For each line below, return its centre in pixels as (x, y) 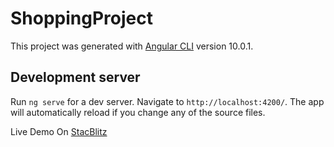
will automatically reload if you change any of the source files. (138, 112)
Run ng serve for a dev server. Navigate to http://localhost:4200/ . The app (167, 101)
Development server (75, 77)
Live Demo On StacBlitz (59, 131)
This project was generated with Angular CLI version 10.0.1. (132, 46)
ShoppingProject (81, 18)
